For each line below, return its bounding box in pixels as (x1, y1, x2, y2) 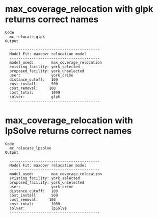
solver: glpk (9, 94, 60, 99)
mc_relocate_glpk (9, 34, 45, 39)
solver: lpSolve (9, 206, 67, 211)
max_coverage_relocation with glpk (5, 3, 154, 15)
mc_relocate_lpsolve (9, 145, 52, 150)
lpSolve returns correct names (5, 125, 132, 137)
